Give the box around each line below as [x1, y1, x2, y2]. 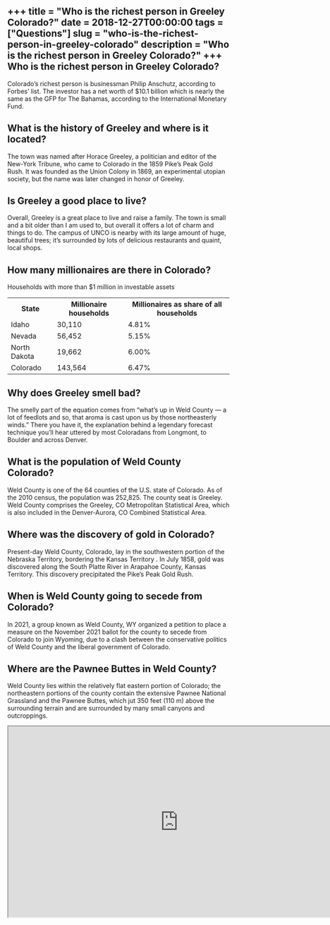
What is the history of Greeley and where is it [7, 123, 209, 135]
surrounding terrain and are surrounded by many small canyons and [7, 704, 205, 713]
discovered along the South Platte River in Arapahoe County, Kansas [7, 562, 207, 570]
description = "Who [140, 39, 230, 51]
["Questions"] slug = [7, 27, 101, 39]
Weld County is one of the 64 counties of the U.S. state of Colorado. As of [7, 486, 223, 494]
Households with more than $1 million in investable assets [7, 283, 175, 291]
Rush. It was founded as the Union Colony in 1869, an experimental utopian [7, 167, 226, 176]
